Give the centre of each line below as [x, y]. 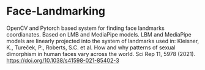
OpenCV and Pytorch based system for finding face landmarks [86, 28]
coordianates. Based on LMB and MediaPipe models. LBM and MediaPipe [99, 34]
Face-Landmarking [56, 11]
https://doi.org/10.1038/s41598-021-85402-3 [63, 60]
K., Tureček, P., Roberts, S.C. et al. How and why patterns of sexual [91, 47]
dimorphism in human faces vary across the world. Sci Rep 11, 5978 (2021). [101, 54]
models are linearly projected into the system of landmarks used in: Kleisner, [103, 41]
